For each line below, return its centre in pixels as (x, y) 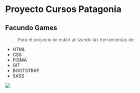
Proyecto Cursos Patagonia (63, 9)
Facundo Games (31, 28)
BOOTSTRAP (26, 70)
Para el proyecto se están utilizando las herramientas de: (76, 39)
